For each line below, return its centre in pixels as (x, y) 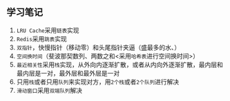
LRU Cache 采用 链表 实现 (48, 30)
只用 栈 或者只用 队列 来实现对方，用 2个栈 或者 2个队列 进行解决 (98, 82)
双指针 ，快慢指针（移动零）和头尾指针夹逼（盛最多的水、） (98, 47)
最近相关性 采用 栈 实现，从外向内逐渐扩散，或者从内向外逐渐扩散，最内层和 (120, 65)
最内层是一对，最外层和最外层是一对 (68, 73)
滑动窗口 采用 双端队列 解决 (49, 90)
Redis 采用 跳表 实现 (41, 38)
